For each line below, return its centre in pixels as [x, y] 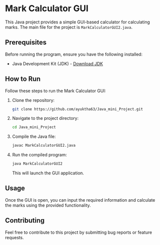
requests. [15, 237]
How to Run [23, 79]
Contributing [25, 220]
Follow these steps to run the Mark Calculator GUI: [55, 91]
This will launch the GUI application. [48, 173]
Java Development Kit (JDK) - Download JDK [57, 63]
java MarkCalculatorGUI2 [37, 164]
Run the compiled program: [39, 155]
